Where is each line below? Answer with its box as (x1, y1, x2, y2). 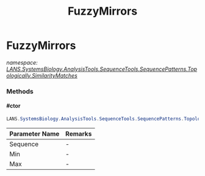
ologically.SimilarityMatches (6, 71, 77, 79)
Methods (6, 87, 34, 95)
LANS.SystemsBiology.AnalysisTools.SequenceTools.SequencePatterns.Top (6, 65, 197, 73)
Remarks (65, 130, 92, 138)
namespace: (6, 59, 38, 66)
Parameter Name (9, 130, 60, 138)
